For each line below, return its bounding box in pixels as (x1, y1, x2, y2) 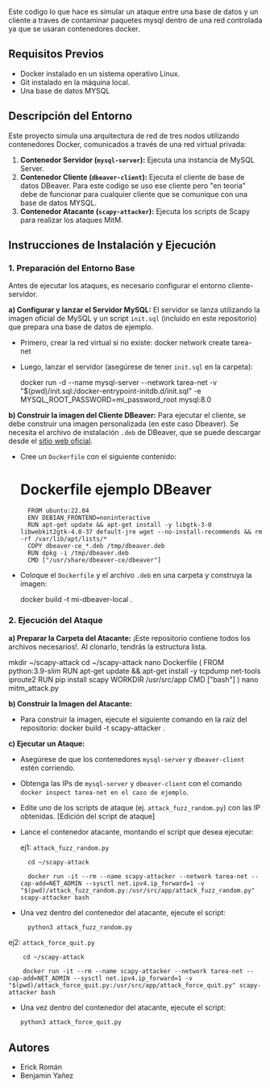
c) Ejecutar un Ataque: (8, 739, 85, 748)
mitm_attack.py (8, 683, 59, 693)
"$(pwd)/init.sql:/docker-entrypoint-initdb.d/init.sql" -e (19, 387, 201, 396)
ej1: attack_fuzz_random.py (19, 843, 110, 852)
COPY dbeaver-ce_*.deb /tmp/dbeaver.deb (27, 542, 165, 550)
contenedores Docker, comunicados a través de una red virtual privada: (8, 139, 247, 149)
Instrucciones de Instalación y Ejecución (8, 238, 216, 253)
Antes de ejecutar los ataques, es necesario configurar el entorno (8, 281, 226, 291)
